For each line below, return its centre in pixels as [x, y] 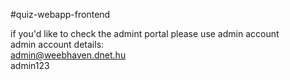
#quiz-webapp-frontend [60, 14]
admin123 [30, 65]
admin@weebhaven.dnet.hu [68, 55]
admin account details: [57, 44]
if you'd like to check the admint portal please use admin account [145, 33]
